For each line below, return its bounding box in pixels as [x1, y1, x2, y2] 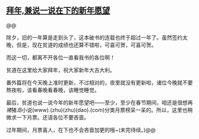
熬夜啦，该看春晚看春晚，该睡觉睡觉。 [6, 86, 99, 93]
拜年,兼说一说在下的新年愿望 [6, 5, 111, 16]
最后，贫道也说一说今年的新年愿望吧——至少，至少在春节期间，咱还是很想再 [6, 99, 193, 106]
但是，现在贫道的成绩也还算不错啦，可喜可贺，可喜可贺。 [16, 41, 157, 49]
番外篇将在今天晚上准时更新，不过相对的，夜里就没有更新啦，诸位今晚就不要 [6, 79, 193, 86]
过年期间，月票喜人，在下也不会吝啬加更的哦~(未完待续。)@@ [6, 126, 156, 133]
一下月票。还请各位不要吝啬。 [16, 114, 89, 121]
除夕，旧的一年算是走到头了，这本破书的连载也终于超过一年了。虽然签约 [6, 34, 182, 41]
